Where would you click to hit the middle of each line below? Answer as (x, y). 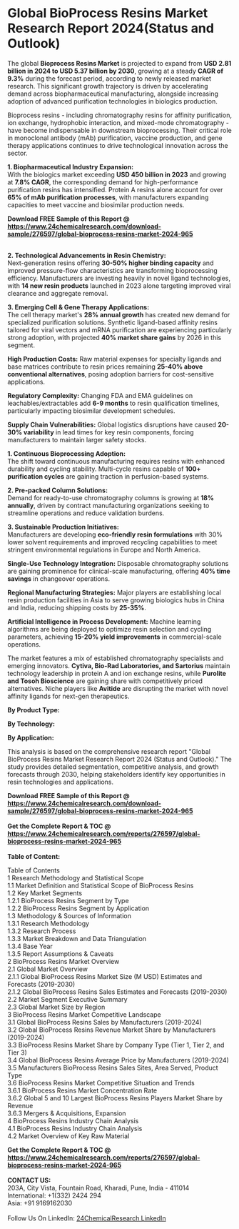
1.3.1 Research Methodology (49, 923)
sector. (17, 153)
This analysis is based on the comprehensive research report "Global (109, 751)
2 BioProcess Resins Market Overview (63, 961)
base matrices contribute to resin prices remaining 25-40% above (105, 367)
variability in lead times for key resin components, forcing (109, 432)
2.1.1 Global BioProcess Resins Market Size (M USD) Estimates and (105, 976)
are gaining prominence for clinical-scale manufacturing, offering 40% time (119, 571)
